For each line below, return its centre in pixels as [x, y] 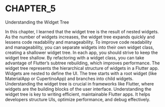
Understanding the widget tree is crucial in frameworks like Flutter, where [80, 83]
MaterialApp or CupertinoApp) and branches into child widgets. [69, 79]
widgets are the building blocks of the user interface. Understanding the [78, 89]
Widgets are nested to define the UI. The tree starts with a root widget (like [81, 73]
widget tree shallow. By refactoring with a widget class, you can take [75, 57]
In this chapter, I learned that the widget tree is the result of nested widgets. [82, 31]
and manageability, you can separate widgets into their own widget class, [80, 47]
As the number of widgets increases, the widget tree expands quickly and [80, 37]
